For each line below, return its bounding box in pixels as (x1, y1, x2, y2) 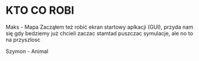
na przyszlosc (5, 36, 40, 43)
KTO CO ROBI (5, 4, 75, 17)
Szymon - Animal (5, 47, 49, 54)
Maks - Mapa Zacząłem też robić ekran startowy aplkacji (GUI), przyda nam (5, 23, 194, 30)
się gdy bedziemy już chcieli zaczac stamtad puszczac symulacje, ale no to (5, 29, 194, 36)
